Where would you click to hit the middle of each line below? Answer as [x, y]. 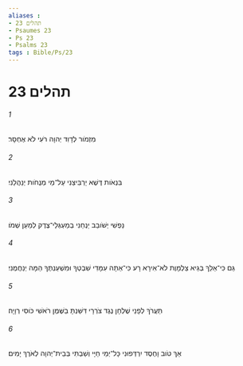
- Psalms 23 [28, 45]
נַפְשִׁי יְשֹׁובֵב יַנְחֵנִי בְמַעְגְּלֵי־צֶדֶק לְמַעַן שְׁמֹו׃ [67, 224]
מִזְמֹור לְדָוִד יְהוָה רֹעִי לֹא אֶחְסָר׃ [52, 139]
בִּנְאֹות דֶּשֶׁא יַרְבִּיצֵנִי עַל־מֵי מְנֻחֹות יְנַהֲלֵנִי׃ [65, 182]
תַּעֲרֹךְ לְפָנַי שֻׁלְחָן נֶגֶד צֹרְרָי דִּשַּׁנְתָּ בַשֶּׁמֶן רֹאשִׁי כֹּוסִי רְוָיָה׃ [86, 310]
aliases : [25, 16]
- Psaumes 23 [30, 30]
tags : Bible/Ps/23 [41, 53]
